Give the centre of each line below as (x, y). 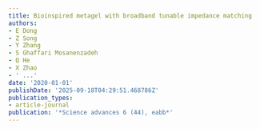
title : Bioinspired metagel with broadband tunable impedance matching (130, 16)
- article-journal (39, 105)
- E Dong (23, 30)
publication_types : (41, 98)
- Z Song (23, 38)
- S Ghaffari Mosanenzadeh (53, 53)
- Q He (19, 61)
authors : (23, 23)
